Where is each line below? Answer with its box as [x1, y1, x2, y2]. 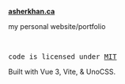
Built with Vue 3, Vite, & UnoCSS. [8, 67, 116, 76]
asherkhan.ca [8, 7, 55, 16]
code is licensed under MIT [8, 53, 117, 61]
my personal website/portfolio [8, 22, 106, 31]
